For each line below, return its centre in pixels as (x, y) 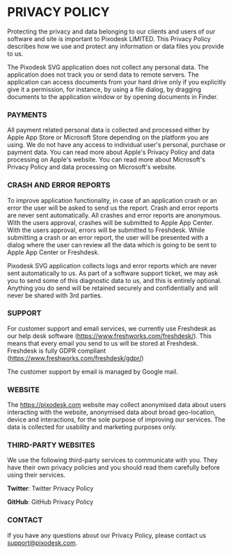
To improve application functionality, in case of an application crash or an (112, 200)
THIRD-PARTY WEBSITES (51, 445)
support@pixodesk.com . (42, 543)
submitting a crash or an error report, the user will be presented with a (108, 237)
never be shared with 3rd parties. (55, 295)
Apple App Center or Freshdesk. (53, 252)
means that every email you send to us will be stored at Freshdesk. (103, 343)
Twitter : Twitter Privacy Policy (50, 488)
